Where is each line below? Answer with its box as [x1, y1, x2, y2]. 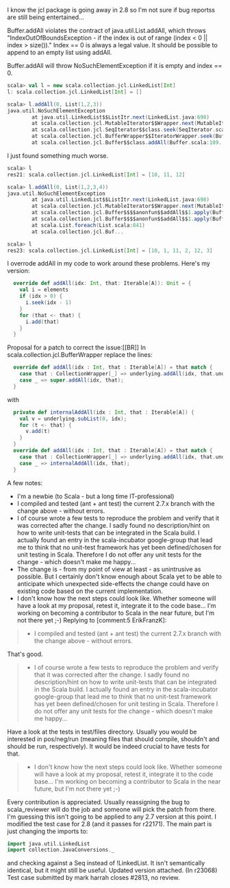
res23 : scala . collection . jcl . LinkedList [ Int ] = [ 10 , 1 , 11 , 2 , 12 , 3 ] [7, 247, 214, 254]
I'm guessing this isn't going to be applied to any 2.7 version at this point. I [7, 813, 217, 821]
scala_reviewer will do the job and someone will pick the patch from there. [7, 805, 216, 813]
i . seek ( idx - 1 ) [25, 299, 72, 306]
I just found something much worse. [7, 151, 108, 160]
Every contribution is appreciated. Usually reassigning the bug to [7, 797, 190, 806]
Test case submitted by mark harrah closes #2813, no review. [7, 874, 180, 882]
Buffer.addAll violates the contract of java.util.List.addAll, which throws [7, 27, 207, 34]
